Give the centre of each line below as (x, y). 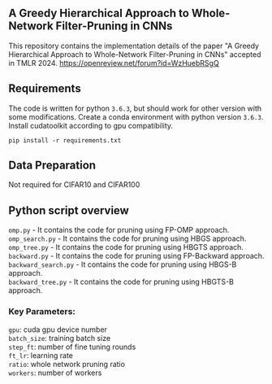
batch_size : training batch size (60, 338)
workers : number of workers (55, 373)
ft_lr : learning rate (41, 355)
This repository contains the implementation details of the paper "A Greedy (134, 46)
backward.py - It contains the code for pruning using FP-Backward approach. (136, 256)
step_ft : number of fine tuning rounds (72, 347)
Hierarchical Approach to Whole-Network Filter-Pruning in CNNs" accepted (135, 54)
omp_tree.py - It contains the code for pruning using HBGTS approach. (126, 247)
